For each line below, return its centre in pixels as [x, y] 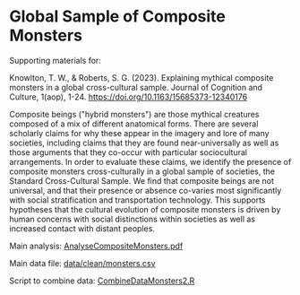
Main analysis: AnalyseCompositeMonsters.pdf [96, 246]
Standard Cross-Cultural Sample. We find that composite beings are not [142, 180]
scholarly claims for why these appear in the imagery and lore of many [140, 133]
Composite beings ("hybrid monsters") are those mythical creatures [134, 114]
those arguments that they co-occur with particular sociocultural [129, 152]
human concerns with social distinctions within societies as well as [132, 219]
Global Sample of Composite [117, 17]
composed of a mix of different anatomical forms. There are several [134, 124]
